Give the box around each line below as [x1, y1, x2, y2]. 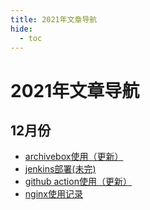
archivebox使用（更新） [24, 151, 124, 163]
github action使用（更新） [24, 176, 132, 188]
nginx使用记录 [24, 188, 83, 200]
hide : [10, 24, 33, 34]
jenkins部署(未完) [24, 163, 97, 175]
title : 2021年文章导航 [10, 14, 98, 25]
